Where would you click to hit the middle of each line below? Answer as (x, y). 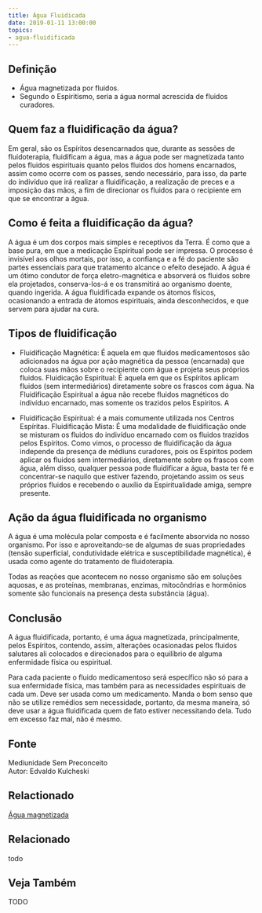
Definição (33, 69)
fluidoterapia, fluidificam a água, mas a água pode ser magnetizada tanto (126, 156)
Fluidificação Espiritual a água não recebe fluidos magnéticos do (124, 394)
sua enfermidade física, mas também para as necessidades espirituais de (127, 686)
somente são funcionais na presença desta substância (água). (109, 593)
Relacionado (39, 840)
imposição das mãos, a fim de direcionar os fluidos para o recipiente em (125, 190)
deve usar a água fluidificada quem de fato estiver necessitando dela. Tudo (130, 711)
